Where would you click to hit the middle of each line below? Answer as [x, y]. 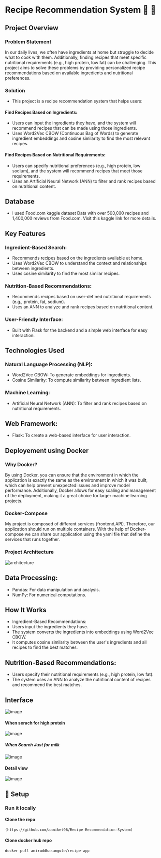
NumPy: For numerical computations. [49, 595]
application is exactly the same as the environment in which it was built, [76, 480]
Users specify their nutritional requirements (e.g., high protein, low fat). [83, 674]
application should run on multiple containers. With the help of [67, 529]
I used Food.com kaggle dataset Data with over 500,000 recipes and [80, 213]
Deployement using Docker [47, 450]
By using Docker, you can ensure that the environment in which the [72, 475]
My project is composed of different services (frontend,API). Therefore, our [80, 524]
